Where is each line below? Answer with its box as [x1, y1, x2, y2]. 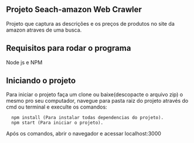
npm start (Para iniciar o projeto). [11, 120, 104, 126]
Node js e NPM [6, 58, 43, 66]
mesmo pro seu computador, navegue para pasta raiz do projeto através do [6, 97, 189, 104]
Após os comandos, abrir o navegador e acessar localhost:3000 [6, 130, 161, 137]
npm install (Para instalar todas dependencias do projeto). [11, 115, 164, 121]
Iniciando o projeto [6, 76, 76, 86]
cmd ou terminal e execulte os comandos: [6, 103, 107, 110]
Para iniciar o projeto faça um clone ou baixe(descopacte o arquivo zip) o [6, 91, 183, 98]
